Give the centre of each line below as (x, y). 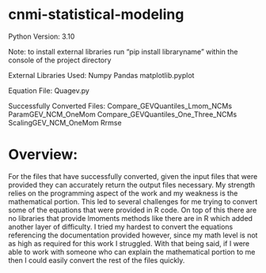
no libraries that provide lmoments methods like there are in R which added (131, 218)
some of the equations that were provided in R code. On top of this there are (133, 210)
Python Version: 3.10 (42, 36)
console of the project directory (60, 60)
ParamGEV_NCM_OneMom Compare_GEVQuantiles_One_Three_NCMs (123, 114)
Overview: (43, 155)
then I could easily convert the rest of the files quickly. (97, 260)
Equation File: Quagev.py (49, 90)
